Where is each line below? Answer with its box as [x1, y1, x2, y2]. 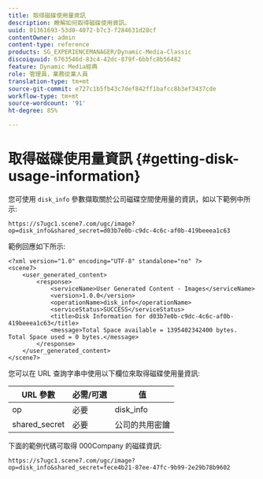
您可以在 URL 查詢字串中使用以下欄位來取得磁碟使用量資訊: [8, 368, 201, 378]
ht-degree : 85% [8, 107, 58, 115]
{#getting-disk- [135, 150, 239, 168]
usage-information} [8, 167, 141, 185]
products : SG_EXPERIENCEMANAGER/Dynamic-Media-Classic [8, 48, 192, 56]
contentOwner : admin [8, 33, 76, 42]
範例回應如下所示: [8, 241, 66, 251]
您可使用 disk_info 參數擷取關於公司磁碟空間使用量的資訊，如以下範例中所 [8, 194, 251, 203]
